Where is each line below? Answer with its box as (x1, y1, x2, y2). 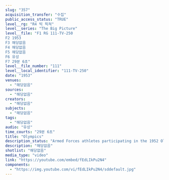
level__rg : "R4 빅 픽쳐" (5, 21, 54, 27)
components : (5, 162, 30, 167)
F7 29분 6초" (5, 59, 31, 64)
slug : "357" (5, 7, 30, 13)
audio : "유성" (5, 125, 33, 130)
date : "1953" (5, 73, 33, 78)
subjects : (5, 106, 26, 111)
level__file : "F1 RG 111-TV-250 (5, 31, 73, 36)
